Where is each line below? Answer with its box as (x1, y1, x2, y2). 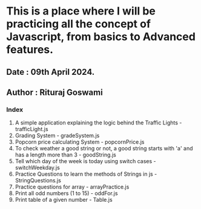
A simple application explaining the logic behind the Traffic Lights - (15, 119, 182, 126)
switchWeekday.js (15, 164, 61, 172)
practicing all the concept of (6, 17, 151, 31)
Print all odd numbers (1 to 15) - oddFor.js (15, 190, 118, 197)
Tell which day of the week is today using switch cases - (15, 158, 156, 165)
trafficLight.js (15, 126, 48, 133)
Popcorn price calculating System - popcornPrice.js (15, 138, 145, 146)
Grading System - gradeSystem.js (15, 132, 100, 140)
